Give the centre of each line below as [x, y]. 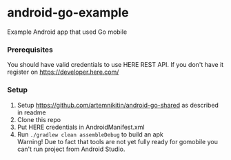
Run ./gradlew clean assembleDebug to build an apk [90, 134]
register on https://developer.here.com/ [63, 72]
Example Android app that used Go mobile [67, 32]
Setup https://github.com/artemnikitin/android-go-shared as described [118, 105]
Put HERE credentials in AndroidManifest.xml [81, 127]
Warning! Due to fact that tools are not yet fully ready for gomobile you [118, 141]
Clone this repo [39, 119]
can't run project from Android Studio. [71, 149]
